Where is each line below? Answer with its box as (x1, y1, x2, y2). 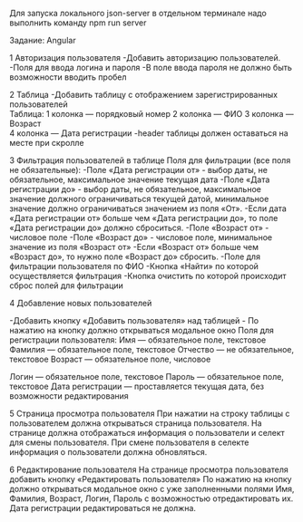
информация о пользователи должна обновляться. (9, 447, 208, 457)
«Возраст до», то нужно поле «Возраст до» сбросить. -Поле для (9, 251, 261, 262)
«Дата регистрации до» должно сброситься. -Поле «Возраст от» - (9, 222, 269, 233)
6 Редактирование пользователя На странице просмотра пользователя (9, 464, 288, 475)
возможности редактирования (9, 391, 129, 401)
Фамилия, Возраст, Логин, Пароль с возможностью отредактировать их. (9, 493, 294, 504)
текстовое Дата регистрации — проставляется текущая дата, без (9, 381, 265, 391)
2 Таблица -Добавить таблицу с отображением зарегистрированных (9, 90, 279, 100)
